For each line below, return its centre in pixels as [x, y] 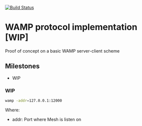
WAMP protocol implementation [71, 27]
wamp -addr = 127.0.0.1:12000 [34, 101]
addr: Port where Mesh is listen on [47, 119]
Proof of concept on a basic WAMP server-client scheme [62, 51]
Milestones [22, 66]
